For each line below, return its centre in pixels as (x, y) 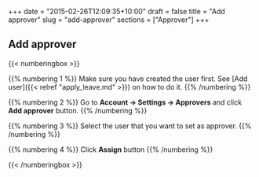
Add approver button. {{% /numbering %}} (78, 110)
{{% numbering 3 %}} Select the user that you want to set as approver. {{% (130, 126)
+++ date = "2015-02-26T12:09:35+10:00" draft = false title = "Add (117, 11)
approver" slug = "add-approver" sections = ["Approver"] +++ (109, 20)
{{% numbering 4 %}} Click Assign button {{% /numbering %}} (111, 149)
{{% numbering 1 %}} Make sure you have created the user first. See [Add (128, 79)
